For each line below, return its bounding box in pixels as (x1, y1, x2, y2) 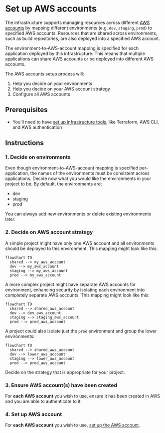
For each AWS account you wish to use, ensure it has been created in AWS (5, 393, 161, 399)
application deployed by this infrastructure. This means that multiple (5, 50, 146, 56)
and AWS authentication (12, 124, 62, 130)
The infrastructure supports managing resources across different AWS (5, 19, 150, 25)
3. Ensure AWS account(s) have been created (5, 381, 117, 388)
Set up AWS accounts (5, 3, 97, 14)
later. (5, 216, 16, 222)
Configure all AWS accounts (12, 91, 71, 97)
